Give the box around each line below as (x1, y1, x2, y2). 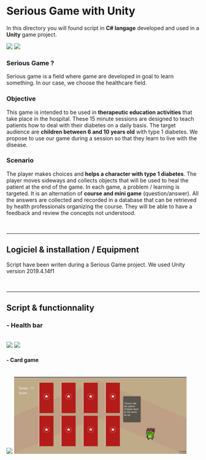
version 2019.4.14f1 (6, 267, 55, 274)
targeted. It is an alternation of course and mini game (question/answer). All (6, 189, 199, 197)
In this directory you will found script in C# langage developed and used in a (6, 24, 199, 31)
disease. (6, 141, 28, 148)
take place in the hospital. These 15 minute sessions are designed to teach (6, 115, 194, 123)
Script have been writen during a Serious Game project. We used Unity (6, 261, 185, 268)
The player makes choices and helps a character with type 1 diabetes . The (6, 170, 197, 178)
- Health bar (6, 321, 43, 330)
